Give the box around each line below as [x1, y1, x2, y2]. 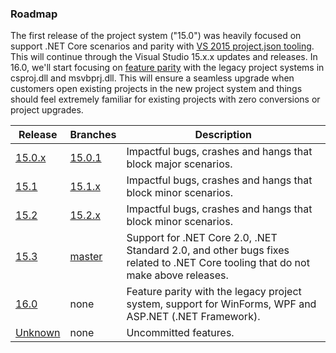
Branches [69, 128, 117, 142]
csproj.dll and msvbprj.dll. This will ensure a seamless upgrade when [10, 72, 295, 84]
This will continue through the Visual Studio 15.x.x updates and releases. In [10, 51, 318, 63]
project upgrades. [10, 104, 84, 116]
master [69, 250, 103, 264]
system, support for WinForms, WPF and [126, 297, 317, 311]
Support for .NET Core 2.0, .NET [126, 231, 278, 245]
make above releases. [126, 268, 229, 282]
